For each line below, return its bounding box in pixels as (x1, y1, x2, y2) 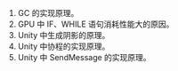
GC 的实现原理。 (17, 8, 79, 18)
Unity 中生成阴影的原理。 (17, 30, 110, 40)
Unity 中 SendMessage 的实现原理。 (17, 52, 151, 62)
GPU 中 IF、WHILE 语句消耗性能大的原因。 (17, 19, 174, 29)
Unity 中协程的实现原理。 (17, 41, 110, 51)
